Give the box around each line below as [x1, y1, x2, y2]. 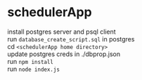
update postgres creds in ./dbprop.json [7, 50, 121, 58]
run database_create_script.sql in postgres [7, 34, 135, 43]
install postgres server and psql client [7, 27, 116, 36]
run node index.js [7, 65, 60, 73]
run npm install [7, 57, 54, 65]
